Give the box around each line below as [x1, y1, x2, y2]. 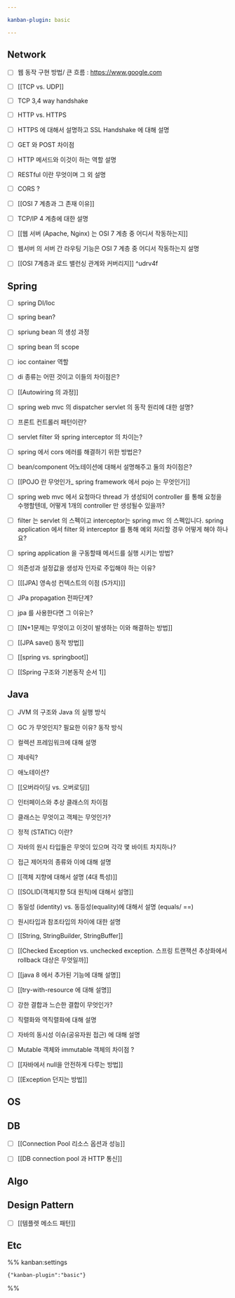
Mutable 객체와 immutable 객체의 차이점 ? [17, 1045, 135, 1053]
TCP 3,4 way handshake [17, 96, 88, 105]
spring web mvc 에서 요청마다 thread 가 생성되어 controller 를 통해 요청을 [17, 492, 222, 501]
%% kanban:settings [7, 1258, 68, 1266]
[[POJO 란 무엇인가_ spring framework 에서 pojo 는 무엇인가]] [17, 477, 191, 486]
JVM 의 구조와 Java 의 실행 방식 [17, 708, 107, 717]
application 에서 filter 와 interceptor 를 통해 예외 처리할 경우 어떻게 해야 [17, 525, 215, 534]
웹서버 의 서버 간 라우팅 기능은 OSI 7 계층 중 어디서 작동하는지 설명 [17, 244, 200, 253]
